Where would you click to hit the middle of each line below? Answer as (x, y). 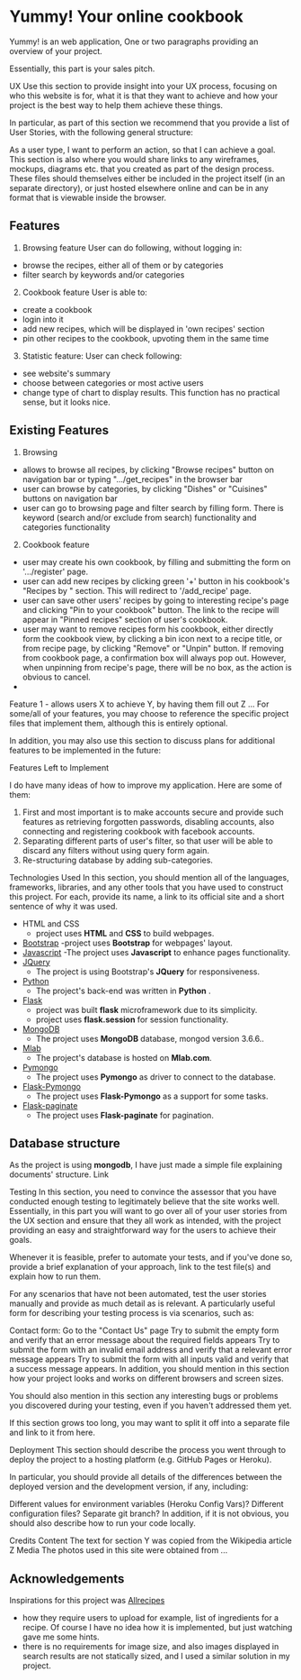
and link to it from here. (53, 1433)
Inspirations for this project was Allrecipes (87, 1601)
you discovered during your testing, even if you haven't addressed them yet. (150, 1406)
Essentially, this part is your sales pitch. (82, 68)
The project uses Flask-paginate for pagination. (124, 1115)
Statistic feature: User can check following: (102, 356)
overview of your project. (56, 50)
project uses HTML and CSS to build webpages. (125, 933)
